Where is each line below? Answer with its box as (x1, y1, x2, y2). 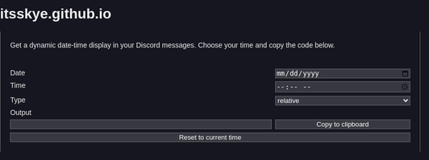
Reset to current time (178, 133, 242, 142)
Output (10, 108, 32, 117)
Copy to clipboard (315, 120, 369, 129)
